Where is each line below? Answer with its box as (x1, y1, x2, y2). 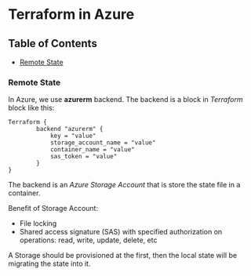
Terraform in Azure (8, 5, 135, 24)
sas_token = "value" (49, 153, 118, 161)
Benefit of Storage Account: (8, 204, 99, 213)
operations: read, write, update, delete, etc (19, 235, 158, 245)
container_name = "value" (49, 146, 135, 154)
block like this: (8, 103, 55, 113)
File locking (19, 219, 57, 228)
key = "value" (49, 132, 96, 140)
